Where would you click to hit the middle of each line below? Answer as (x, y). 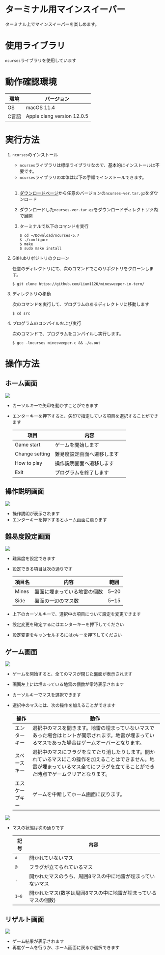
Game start (27, 445)
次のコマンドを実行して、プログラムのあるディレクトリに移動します (81, 304)
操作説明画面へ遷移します (84, 463)
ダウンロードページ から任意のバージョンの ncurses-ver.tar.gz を (84, 193)
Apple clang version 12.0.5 (57, 116)
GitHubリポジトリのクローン (41, 258)
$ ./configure (34, 240)
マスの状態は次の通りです (38, 828)
